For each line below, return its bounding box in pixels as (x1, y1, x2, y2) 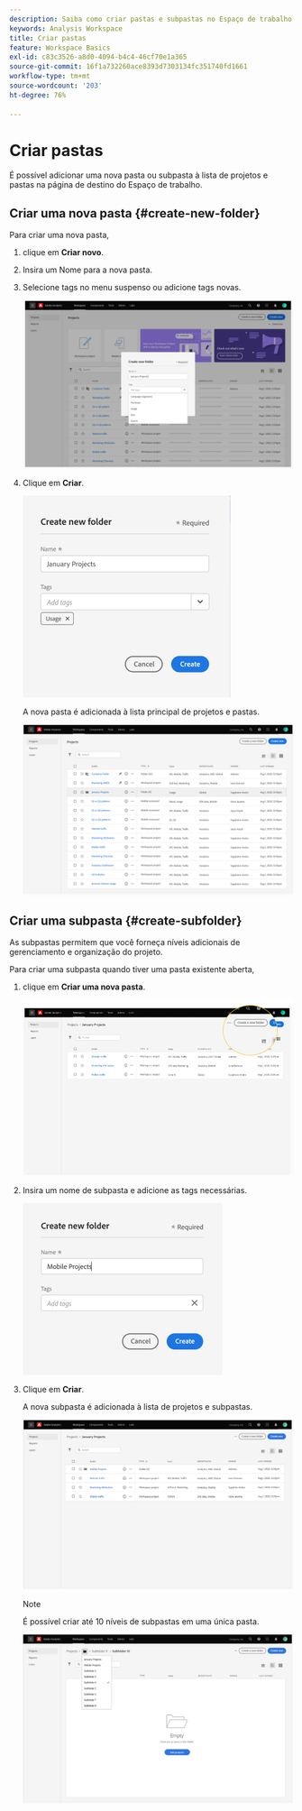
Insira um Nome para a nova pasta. (22, 264, 153, 275)
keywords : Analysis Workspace (9, 23, 124, 33)
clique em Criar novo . (22, 247, 104, 258)
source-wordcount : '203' (9, 81, 103, 90)
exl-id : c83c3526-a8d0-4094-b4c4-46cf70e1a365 (9, 52, 188, 62)
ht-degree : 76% (9, 90, 67, 99)
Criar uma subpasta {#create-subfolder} (9, 913, 243, 928)
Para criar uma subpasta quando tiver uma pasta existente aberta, (9, 964, 255, 975)
